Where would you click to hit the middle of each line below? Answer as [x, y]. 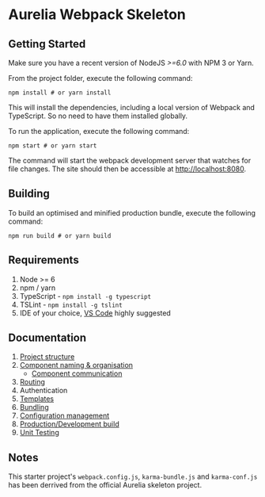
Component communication [77, 373]
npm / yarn [38, 288]
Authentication [44, 391]
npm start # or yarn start [53, 146]
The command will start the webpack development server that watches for [130, 161]
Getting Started [47, 44]
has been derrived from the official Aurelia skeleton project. [105, 485]
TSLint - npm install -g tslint [71, 304]
